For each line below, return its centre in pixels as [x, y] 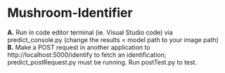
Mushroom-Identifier [70, 13]
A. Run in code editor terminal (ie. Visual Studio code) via [90, 32]
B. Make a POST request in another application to [79, 47]
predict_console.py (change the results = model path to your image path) [113, 39]
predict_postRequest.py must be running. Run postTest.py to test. [102, 62]
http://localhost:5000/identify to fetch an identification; [87, 55]
